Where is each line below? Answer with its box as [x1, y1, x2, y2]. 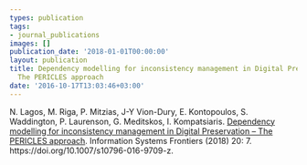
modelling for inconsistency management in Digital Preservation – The [9, 125, 273, 137]
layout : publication [9, 56, 89, 65]
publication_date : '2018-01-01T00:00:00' [9, 47, 170, 57]
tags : [9, 22, 30, 31]
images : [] [9, 38, 51, 48]
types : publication [9, 13, 84, 23]
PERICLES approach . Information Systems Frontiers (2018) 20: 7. [9, 135, 252, 146]
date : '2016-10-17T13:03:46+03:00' [9, 81, 145, 90]
